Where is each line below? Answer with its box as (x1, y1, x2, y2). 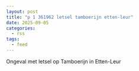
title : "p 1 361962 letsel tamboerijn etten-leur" (6, 14, 134, 20)
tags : (6, 36, 20, 42)
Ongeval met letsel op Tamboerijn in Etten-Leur (6, 57, 121, 65)
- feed (11, 42, 28, 48)
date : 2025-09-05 (6, 20, 49, 25)
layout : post (6, 8, 38, 15)
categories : (6, 25, 35, 31)
